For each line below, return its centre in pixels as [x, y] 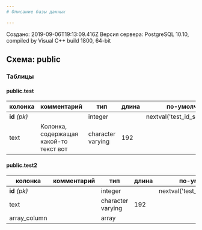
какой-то [54, 142]
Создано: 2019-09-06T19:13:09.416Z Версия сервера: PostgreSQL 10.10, [98, 34]
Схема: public [34, 60]
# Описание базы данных [36, 12]
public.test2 [22, 165]
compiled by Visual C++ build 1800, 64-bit [59, 40]
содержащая [59, 134]
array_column [28, 218]
